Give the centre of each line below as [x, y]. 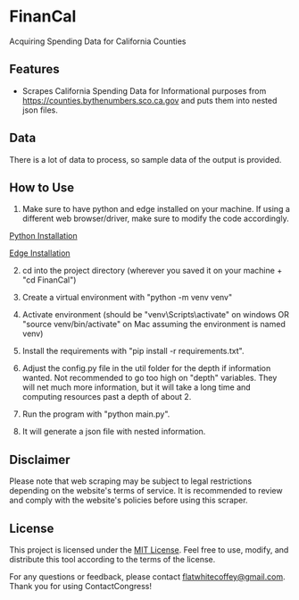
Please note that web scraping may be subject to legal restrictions [131, 481]
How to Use [42, 187]
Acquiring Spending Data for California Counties [98, 41]
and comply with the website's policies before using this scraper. [129, 500]
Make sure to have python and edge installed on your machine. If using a [156, 209]
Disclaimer [40, 459]
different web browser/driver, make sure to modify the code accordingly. [155, 219]
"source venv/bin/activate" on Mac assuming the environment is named [154, 325]
